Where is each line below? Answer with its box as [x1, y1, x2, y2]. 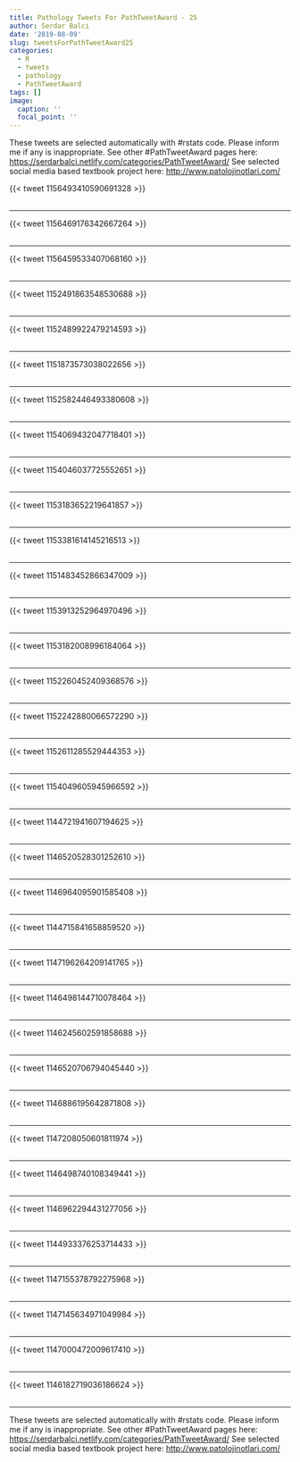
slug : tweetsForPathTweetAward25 [9, 38, 134, 47]
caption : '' [17, 105, 62, 113]
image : [9, 96, 34, 105]
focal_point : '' [17, 113, 78, 122]
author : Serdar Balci [9, 21, 90, 30]
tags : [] [9, 88, 42, 97]
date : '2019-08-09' [9, 29, 82, 38]
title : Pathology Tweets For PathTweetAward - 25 [9, 13, 198, 22]
